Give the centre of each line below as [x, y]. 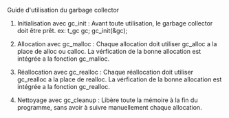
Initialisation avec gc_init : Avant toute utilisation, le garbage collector [115, 23]
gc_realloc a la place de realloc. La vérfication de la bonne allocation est [119, 79]
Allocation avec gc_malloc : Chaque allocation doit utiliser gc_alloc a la [117, 44]
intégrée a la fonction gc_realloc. [63, 87]
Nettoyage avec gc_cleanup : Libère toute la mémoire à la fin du [107, 100]
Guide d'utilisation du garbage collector [63, 10]
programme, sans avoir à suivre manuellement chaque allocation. [109, 107]
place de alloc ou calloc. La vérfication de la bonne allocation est [109, 51]
